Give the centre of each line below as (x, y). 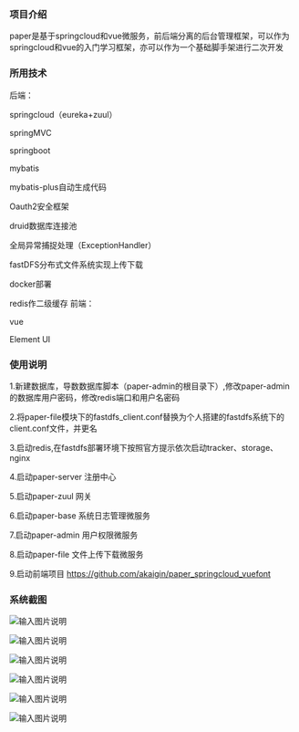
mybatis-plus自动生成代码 (58, 187)
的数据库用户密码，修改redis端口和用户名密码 (95, 397)
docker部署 (31, 284)
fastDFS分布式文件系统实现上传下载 (77, 264)
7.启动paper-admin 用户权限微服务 (74, 535)
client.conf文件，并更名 (53, 428)
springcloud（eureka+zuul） (63, 114)
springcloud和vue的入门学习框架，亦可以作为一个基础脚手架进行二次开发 (147, 47)
